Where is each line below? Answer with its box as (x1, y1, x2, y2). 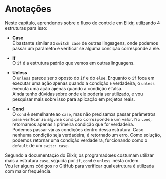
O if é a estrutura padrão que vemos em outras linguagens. (12, 60, 135, 66)
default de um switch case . (12, 142, 69, 148)
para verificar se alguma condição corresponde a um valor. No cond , (12, 116, 152, 122)
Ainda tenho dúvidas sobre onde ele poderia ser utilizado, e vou (12, 91, 143, 97)
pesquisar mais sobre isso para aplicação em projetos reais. (12, 96, 135, 102)
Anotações (5, 3, 52, 15)
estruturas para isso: (5, 25, 48, 31)
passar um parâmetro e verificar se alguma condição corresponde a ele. (12, 45, 160, 51)
